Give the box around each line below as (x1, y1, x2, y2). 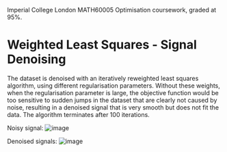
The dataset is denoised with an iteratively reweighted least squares (7, 74, 199, 82)
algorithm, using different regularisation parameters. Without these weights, (7, 81, 221, 90)
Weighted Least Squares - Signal (7, 37, 197, 53)
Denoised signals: (7, 137, 57, 145)
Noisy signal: (7, 123, 44, 132)
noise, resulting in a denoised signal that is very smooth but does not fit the (7, 103, 219, 112)
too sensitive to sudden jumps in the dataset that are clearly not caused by (7, 96, 217, 104)
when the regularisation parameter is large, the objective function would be (7, 88, 219, 97)
